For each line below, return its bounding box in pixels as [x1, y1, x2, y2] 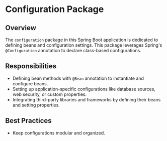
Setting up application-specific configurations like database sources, [12, 86, 156, 92]
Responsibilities [5, 62, 57, 71]
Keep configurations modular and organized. [12, 129, 106, 136]
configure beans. [12, 80, 48, 86]
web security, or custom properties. [12, 91, 87, 97]
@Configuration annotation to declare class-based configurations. [5, 48, 142, 53]
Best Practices [5, 116, 52, 125]
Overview [5, 24, 37, 32]
